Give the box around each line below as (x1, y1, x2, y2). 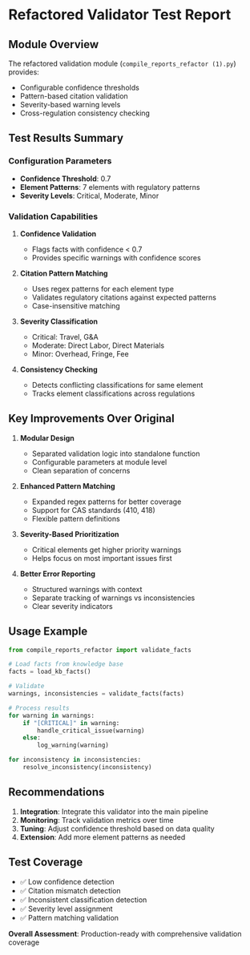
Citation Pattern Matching (19, 268, 108, 278)
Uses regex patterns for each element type (31, 284, 175, 293)
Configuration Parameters (8, 155, 112, 167)
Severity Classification (19, 316, 99, 326)
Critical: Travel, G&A (31, 332, 99, 341)
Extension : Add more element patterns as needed (19, 832, 186, 842)
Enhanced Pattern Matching (19, 481, 115, 490)
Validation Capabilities (8, 211, 99, 222)
